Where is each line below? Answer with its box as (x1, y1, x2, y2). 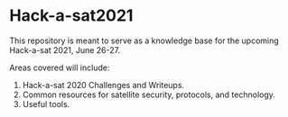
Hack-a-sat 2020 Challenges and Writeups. (22, 79, 185, 90)
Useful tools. (22, 98, 70, 109)
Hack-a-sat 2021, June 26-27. (9, 44, 120, 55)
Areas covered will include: (9, 62, 110, 73)
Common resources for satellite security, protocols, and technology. (22, 89, 275, 100)
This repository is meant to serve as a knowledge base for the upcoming (9, 35, 280, 46)
